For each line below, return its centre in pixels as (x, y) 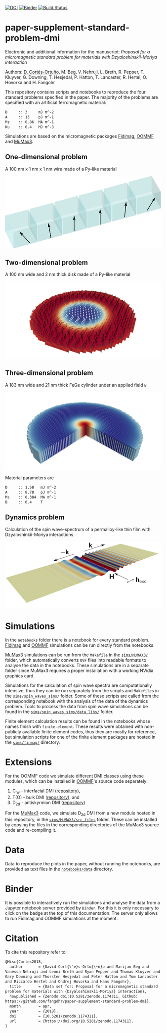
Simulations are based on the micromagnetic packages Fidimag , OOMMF (80, 136)
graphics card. (20, 675)
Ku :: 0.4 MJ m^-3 (30, 127)
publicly (13, 731)
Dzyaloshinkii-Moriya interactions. (40, 535)
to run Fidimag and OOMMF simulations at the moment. (62, 918)
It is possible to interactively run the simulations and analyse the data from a (83, 902)
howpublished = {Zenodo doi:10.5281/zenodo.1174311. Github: (74, 996)
